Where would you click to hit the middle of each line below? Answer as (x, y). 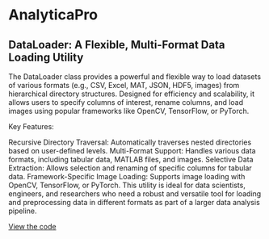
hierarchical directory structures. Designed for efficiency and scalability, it (131, 94)
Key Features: (31, 126)
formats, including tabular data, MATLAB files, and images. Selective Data (131, 159)
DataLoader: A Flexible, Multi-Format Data (117, 45)
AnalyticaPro (53, 15)
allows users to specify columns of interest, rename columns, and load (126, 102)
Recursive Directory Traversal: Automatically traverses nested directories (130, 142)
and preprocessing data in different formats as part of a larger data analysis (134, 202)
